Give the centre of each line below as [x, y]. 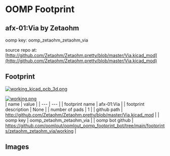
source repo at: [21, 50]
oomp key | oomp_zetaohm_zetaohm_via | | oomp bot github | [69, 120]
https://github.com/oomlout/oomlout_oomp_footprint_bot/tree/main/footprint [85, 126]
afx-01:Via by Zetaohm [42, 28]
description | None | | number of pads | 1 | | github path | [64, 109]
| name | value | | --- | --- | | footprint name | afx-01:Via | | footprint [75, 104]
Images [17, 147]
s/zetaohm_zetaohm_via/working [39, 131]
